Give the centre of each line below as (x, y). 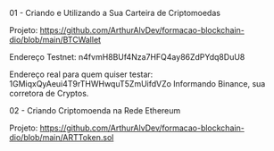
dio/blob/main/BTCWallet (55, 40)
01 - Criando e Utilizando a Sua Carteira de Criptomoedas (115, 13)
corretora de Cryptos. (49, 93)
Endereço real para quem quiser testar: (81, 74)
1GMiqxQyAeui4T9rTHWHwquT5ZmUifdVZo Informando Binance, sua (137, 84)
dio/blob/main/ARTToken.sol (62, 137)
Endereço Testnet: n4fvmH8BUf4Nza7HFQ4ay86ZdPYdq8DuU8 (127, 57)
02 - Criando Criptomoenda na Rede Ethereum (95, 110)
